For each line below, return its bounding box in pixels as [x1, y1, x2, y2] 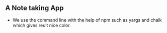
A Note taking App [5, 4, 64, 12]
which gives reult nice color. [12, 22, 71, 28]
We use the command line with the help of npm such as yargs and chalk [12, 17, 162, 23]
